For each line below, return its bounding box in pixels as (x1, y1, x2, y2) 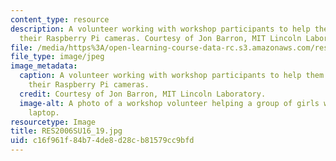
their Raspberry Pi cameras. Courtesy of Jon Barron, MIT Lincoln (19, 33, 302, 43)
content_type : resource (10, 14, 110, 25)
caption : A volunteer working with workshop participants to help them (19, 71, 325, 81)
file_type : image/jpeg (10, 52, 105, 62)
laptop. (28, 107, 60, 118)
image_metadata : (10, 61, 78, 71)
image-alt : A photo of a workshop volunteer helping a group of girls (19, 98, 320, 108)
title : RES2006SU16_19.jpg (10, 126, 123, 136)
